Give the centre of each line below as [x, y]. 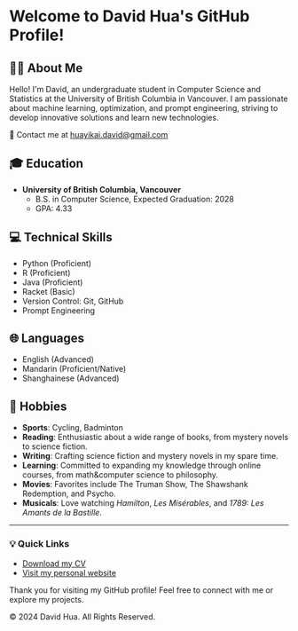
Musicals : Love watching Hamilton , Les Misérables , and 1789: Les [143, 503]
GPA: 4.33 [54, 208]
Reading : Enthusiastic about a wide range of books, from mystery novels [155, 438]
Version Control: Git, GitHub [73, 301]
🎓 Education [47, 164]
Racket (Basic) [48, 291]
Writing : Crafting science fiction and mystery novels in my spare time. [150, 456]
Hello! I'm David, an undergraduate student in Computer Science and [135, 89]
